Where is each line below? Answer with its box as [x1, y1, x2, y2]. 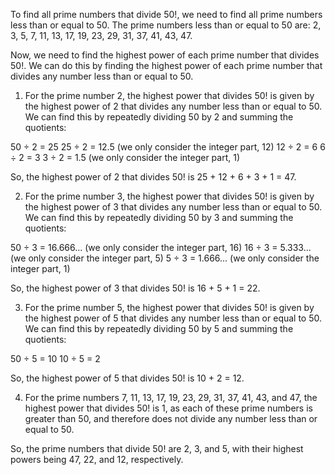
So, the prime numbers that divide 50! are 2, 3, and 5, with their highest [10, 443, 304, 454]
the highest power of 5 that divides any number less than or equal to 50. [24, 312, 323, 324]
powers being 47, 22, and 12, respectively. [10, 454, 184, 465]
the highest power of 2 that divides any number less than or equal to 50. [24, 100, 323, 112]
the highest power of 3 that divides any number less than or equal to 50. [24, 201, 323, 213]
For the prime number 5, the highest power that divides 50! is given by [24, 302, 315, 313]
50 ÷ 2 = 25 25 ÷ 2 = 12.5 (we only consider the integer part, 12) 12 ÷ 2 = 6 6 [10, 141, 326, 153]
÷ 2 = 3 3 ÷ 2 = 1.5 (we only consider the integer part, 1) [10, 152, 241, 163]
